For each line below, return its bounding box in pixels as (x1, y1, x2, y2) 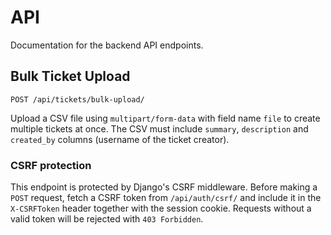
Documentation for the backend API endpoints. (10, 39, 204, 51)
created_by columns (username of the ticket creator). (10, 133, 230, 145)
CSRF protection (10, 158, 92, 172)
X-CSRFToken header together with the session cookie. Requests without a (10, 202, 312, 215)
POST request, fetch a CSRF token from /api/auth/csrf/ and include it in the (10, 192, 322, 204)
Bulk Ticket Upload (10, 68, 131, 85)
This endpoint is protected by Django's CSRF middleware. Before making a (10, 181, 318, 193)
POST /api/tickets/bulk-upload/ (10, 94, 145, 105)
